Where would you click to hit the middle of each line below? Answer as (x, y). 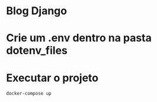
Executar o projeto (52, 78)
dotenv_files (37, 51)
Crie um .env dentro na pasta (79, 38)
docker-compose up (29, 94)
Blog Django (36, 11)
